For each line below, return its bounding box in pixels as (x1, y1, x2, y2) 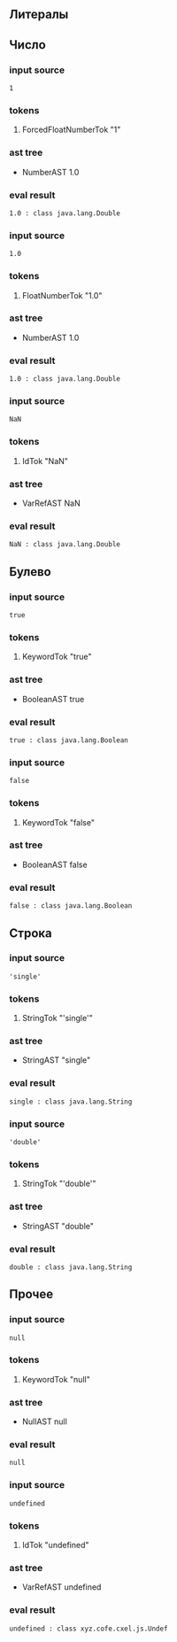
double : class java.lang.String (9, 1262, 133, 1272)
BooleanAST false (21, 859, 88, 870)
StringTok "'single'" (21, 1013, 93, 1024)
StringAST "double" (21, 1220, 95, 1231)
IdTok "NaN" (21, 455, 69, 466)
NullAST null (21, 1416, 68, 1427)
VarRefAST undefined (21, 1582, 102, 1592)
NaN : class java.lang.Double (9, 540, 121, 549)
